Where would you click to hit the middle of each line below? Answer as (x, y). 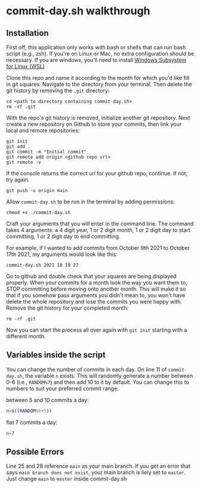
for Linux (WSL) (25, 66)
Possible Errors (35, 452)
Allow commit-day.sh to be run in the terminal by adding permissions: (90, 202)
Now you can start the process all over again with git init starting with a (97, 330)
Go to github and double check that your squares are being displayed (91, 276)
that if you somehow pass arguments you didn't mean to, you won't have (96, 295)
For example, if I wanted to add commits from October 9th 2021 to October (98, 248)
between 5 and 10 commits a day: (47, 400)
